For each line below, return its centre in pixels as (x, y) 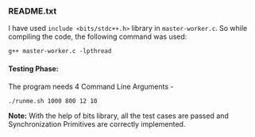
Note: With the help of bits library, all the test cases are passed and (118, 116)
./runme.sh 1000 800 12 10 (53, 101)
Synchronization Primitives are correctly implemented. (97, 124)
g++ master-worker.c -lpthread (60, 51)
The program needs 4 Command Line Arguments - (91, 86)
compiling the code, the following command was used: (98, 36)
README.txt (33, 11)
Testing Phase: (34, 68)
